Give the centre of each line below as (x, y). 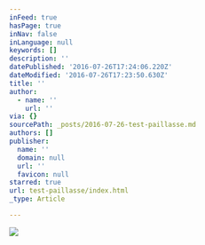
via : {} (24, 116)
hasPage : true (35, 26)
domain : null (41, 158)
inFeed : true (33, 17)
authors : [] (31, 133)
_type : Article (37, 199)
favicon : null (43, 174)
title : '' (28, 83)
